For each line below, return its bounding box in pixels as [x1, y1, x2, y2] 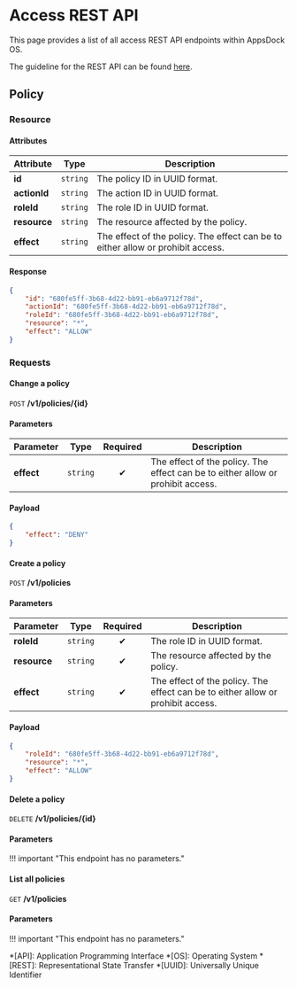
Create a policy [9, 557, 66, 568]
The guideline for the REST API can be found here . [9, 61, 193, 72]
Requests [9, 356, 51, 369]
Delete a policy [9, 794, 65, 804]
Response [9, 267, 47, 277]
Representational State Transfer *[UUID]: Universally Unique [38, 960, 259, 970]
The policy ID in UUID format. [96, 173, 218, 185]
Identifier [9, 969, 42, 980]
